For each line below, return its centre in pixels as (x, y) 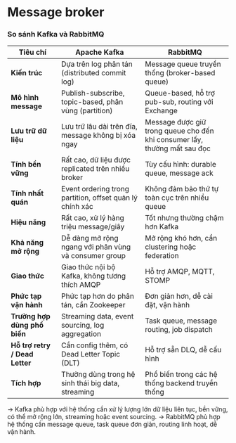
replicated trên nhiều (95, 169)
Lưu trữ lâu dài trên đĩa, (99, 127)
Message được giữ (176, 122)
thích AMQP (81, 285)
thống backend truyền (181, 383)
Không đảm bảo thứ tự (182, 189)
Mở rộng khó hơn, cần (181, 238)
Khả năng (27, 243)
